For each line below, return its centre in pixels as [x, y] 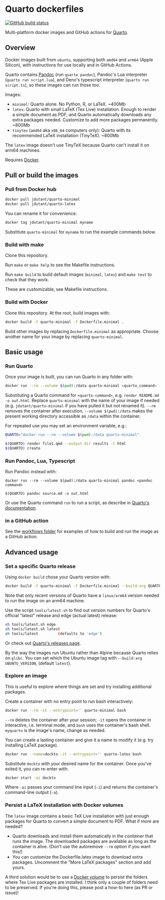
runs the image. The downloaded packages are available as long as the [84, 841]
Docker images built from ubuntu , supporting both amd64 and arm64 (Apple [79, 60]
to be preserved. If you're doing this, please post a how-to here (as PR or [79, 887]
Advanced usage [32, 552]
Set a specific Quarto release [41, 566]
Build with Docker [27, 302]
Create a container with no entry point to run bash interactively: [69, 701]
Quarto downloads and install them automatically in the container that [82, 836]
